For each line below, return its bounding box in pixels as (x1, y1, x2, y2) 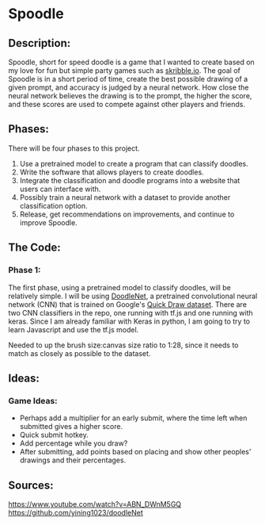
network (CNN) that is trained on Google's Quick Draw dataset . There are (8, 299, 248, 309)
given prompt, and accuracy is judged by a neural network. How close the (8, 82, 249, 92)
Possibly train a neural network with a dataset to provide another (19, 192, 231, 202)
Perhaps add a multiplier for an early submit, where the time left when (19, 413, 248, 423)
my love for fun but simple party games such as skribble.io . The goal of (8, 66, 241, 75)
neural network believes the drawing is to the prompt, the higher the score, (8, 91, 252, 100)
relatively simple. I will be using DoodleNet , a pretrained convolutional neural (8, 291, 258, 301)
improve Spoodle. (19, 217, 78, 227)
